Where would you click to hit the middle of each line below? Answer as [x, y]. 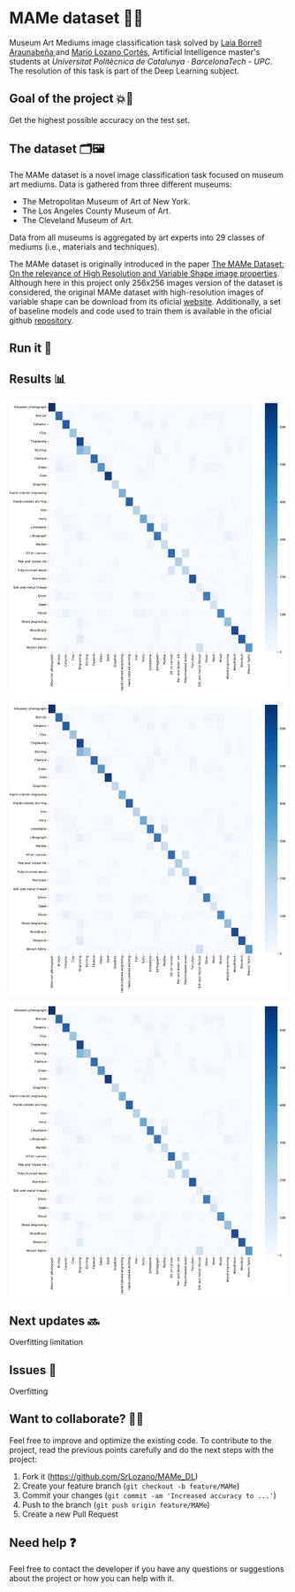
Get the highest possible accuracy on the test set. [99, 120]
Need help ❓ [43, 1543]
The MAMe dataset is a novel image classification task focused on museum [147, 174]
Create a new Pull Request [70, 1514]
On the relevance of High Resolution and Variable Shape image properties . [144, 273]
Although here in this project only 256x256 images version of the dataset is [146, 282]
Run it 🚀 [31, 348]
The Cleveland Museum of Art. [78, 220]
